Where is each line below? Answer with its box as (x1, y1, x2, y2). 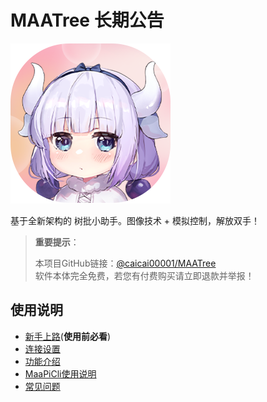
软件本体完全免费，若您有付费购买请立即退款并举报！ (34, 269, 255, 281)
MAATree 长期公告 (10, 9, 165, 32)
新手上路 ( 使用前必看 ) (24, 330, 112, 342)
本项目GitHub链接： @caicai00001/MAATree (34, 257, 217, 269)
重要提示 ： (34, 236, 80, 248)
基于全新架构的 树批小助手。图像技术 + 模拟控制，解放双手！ (10, 214, 261, 226)
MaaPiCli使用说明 (24, 367, 97, 380)
